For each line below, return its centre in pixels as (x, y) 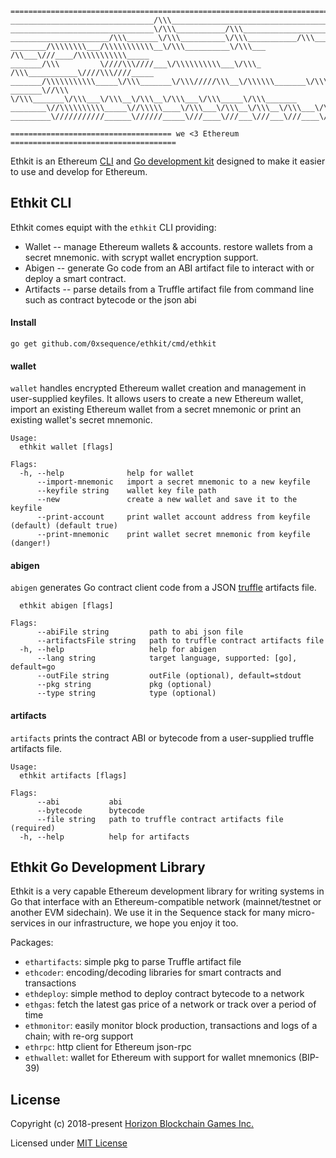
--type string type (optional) (126, 693)
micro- (301, 913)
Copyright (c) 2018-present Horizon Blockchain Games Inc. (132, 1124)
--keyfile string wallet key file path (126, 491)
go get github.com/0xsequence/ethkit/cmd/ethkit (113, 344)
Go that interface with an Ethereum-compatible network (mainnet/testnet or (166, 902)
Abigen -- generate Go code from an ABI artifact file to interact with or (169, 268)
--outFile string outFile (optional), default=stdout (169, 676)
